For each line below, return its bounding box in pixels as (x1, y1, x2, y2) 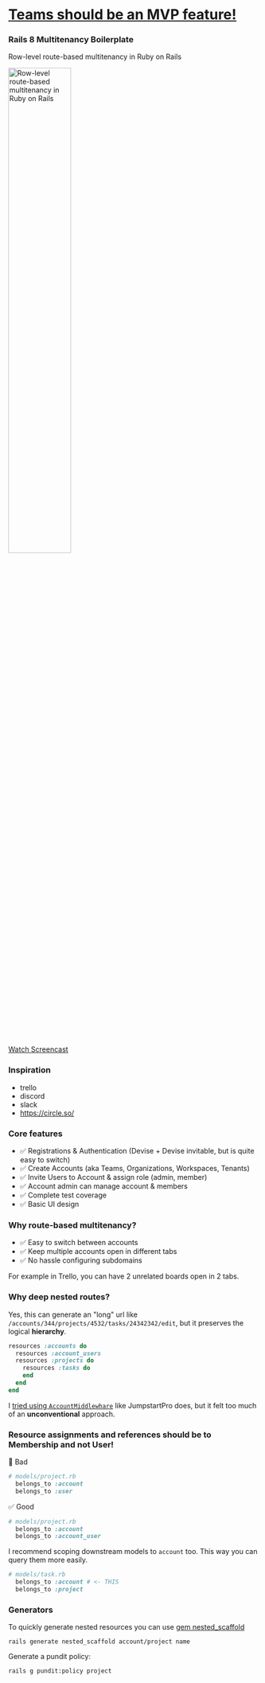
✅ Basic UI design (19, 1200, 80, 1209)
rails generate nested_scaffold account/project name (8, 1638, 191, 1646)
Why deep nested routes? (8, 1291, 110, 1302)
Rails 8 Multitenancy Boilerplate (8, 34, 134, 45)
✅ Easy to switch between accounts (19, 1238, 138, 1248)
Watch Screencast (8, 1045, 69, 1054)
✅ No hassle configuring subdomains (19, 1255, 142, 1265)
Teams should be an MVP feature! (8, 6, 237, 24)
